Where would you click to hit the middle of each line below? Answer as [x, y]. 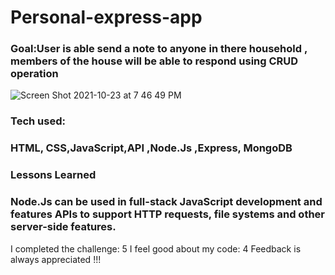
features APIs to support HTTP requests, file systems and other [168, 214]
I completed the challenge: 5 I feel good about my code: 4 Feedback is [156, 248]
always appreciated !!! [56, 259]
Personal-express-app [106, 17]
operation [34, 74]
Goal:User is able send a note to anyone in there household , [159, 49]
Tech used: [38, 121]
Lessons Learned [53, 175]
